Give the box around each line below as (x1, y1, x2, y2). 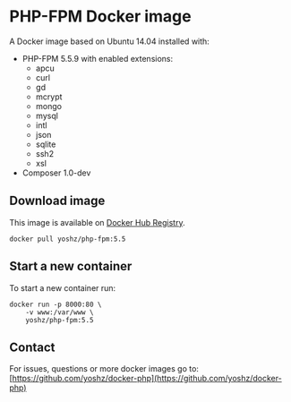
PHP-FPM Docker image (9, 6, 192, 27)
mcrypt (35, 91, 63, 102)
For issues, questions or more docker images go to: (9, 364, 200, 374)
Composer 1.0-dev (21, 167, 91, 178)
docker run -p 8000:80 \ (9, 300, 102, 309)
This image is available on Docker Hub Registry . (9, 217, 185, 227)
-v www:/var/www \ (25, 307, 94, 317)
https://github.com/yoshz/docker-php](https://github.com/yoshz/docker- (12, 373, 282, 384)
